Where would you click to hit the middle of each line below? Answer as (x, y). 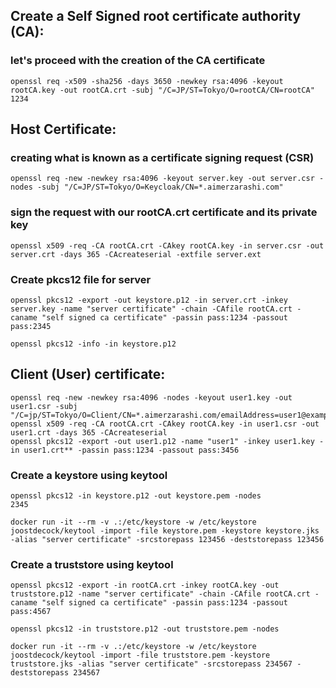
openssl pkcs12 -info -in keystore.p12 (93, 344)
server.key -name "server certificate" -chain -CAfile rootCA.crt (151, 309)
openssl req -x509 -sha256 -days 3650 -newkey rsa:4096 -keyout (147, 81)
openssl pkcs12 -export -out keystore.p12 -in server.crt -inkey (149, 300)
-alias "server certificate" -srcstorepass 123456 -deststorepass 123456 (167, 540)
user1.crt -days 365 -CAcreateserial (89, 432)
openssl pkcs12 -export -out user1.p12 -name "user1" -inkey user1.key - (167, 441)
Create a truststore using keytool (92, 564)
